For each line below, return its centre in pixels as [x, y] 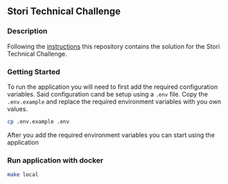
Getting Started [34, 72]
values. [17, 109]
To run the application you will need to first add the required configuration [113, 87]
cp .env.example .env [38, 122]
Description [27, 31]
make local [23, 175]
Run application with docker [55, 160]
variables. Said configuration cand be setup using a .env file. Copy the [107, 94]
